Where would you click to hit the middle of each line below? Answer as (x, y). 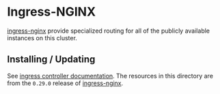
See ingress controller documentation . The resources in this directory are (110, 76)
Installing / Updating (51, 60)
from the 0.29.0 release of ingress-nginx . (65, 83)
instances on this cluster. (42, 37)
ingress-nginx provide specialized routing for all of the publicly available (109, 31)
